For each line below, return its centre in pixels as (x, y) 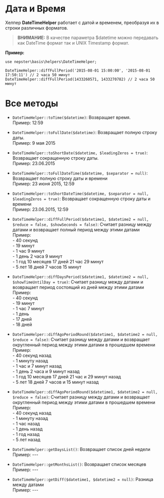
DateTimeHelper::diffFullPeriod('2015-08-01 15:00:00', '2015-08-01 (78, 71)
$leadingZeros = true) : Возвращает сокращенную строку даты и (82, 199)
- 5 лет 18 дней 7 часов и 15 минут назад (55, 382)
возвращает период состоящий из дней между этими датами (78, 287)
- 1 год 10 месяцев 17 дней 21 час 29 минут (58, 261)
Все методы (32, 104)
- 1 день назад (27, 429)
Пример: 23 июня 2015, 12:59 (43, 184)
